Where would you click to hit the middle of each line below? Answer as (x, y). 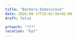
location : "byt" (21, 31)
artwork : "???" (20, 27)
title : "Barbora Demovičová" (34, 9)
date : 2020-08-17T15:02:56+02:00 (39, 14)
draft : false (18, 18)
